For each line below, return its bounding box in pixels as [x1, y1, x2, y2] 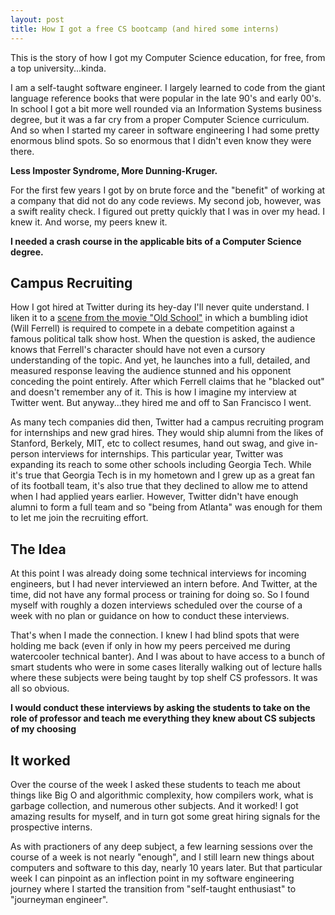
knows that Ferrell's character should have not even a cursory [10, 344, 266, 356]
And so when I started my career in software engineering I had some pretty [10, 124, 320, 136]
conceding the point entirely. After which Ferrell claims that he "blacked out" [10, 376, 325, 388]
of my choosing [10, 723, 77, 735]
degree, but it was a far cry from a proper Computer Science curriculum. [10, 113, 310, 125]
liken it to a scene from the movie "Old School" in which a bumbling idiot [10, 312, 308, 324]
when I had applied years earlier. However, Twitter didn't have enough [10, 491, 299, 503]
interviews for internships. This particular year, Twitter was [41, 448, 284, 460]
